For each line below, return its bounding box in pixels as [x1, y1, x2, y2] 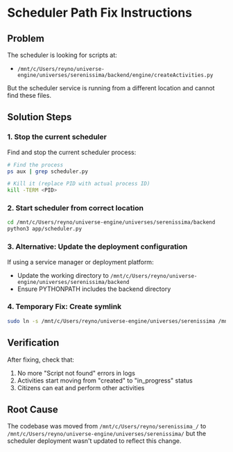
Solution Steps [7, 111, 72, 123]
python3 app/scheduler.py [7, 226, 82, 233]
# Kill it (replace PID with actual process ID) [7, 181, 150, 187]
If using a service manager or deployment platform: [7, 258, 154, 266]
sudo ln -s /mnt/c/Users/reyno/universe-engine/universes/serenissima [7, 317, 216, 324]
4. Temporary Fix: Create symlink [7, 302, 122, 312]
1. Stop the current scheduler [7, 132, 107, 142]
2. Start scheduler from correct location [7, 203, 144, 213]
